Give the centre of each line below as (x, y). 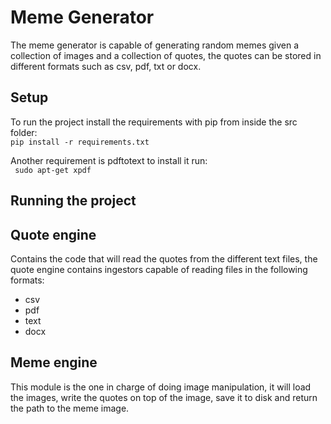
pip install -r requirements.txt (80, 142)
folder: (24, 132)
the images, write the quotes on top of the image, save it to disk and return (164, 397)
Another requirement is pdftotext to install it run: (109, 160)
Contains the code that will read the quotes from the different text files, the (164, 258)
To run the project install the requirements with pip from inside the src (154, 122)
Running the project (73, 201)
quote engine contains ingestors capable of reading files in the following (159, 269)
